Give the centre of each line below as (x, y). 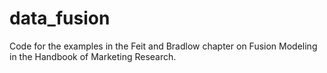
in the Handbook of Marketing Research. (93, 56)
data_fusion (60, 18)
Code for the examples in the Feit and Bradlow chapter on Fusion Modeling (163, 46)
